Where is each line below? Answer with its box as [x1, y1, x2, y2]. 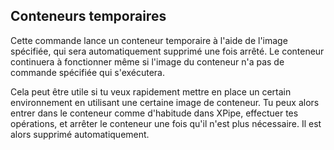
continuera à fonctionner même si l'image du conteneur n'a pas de [10, 55, 285, 68]
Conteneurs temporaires [10, 8, 167, 25]
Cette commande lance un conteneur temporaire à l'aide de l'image [10, 34, 288, 46]
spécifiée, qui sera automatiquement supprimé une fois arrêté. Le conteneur [10, 45, 325, 57]
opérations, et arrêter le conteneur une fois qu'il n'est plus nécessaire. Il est [10, 117, 322, 129]
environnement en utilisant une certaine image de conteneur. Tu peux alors [10, 96, 320, 108]
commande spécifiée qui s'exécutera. [10, 66, 166, 78]
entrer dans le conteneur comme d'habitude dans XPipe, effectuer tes [10, 107, 299, 119]
